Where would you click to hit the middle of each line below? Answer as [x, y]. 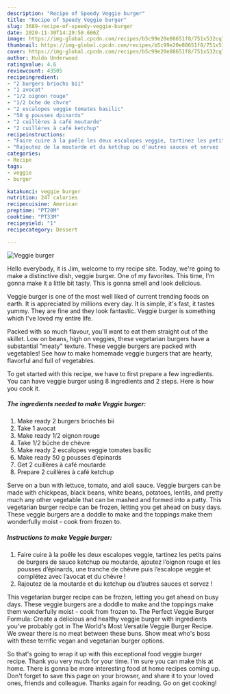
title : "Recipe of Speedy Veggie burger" [67, 20]
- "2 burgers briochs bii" [46, 84]
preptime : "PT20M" [33, 211]
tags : [15, 166]
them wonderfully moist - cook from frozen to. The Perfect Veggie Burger [111, 612]
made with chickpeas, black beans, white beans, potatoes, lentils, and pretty [115, 493]
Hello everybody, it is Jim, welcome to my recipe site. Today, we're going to [114, 269]
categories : [24, 154]
